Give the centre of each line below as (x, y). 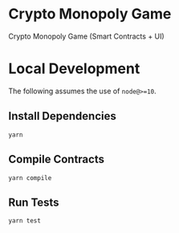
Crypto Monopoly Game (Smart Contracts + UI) (86, 36)
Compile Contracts (56, 159)
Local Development (74, 69)
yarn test (25, 221)
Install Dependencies (62, 116)
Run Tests (34, 202)
